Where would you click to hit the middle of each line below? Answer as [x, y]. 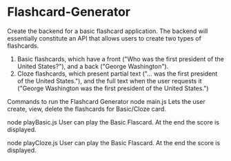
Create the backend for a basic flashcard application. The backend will [108, 31]
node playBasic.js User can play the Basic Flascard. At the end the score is [113, 122]
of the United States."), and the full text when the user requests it [109, 80]
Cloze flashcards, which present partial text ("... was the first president [117, 74]
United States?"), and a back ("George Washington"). [93, 66]
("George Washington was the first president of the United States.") [113, 88]
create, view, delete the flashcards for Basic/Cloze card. [87, 109]
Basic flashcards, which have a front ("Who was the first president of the [120, 58]
